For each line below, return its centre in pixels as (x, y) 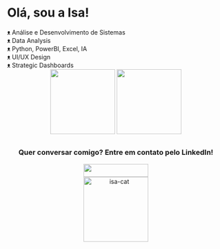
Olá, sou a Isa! (48, 13)
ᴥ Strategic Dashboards (40, 65)
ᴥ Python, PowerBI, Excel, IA (47, 48)
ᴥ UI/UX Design (29, 57)
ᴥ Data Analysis (29, 40)
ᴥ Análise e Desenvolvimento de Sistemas (66, 32)
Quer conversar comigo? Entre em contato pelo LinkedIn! (116, 152)
